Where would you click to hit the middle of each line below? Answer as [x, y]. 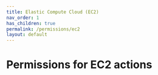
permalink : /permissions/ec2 [43, 29]
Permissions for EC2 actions [79, 65]
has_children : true [31, 23]
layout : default [27, 35]
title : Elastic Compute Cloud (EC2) [53, 12]
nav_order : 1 [23, 18]
